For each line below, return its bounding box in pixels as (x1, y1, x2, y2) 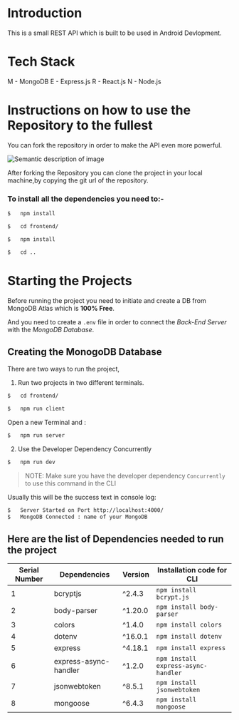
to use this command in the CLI (24, 479, 116, 488)
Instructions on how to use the (7, 102, 191, 118)
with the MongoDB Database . (7, 325, 95, 334)
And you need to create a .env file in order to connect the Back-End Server (7, 317, 227, 326)
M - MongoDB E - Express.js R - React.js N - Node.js (7, 77, 161, 86)
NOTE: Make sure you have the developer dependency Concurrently (24, 471, 225, 480)
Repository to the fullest (7, 118, 153, 133)
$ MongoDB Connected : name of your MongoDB (7, 513, 148, 520)
